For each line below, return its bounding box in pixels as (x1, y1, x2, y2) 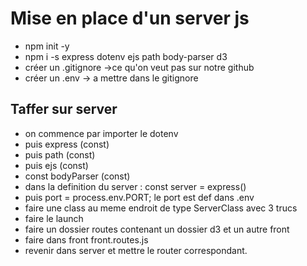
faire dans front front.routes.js (24, 233, 149, 246)
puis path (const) (24, 148, 96, 161)
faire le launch (24, 212, 84, 224)
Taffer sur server (10, 101, 118, 118)
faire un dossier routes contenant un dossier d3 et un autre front (24, 223, 290, 235)
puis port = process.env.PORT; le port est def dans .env (24, 191, 255, 203)
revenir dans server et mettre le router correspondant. (24, 244, 248, 256)
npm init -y (24, 40, 70, 52)
